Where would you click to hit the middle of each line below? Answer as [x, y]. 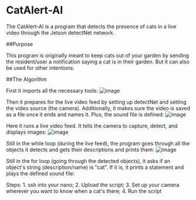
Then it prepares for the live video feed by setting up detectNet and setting [96, 102]
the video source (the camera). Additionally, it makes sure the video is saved [98, 108]
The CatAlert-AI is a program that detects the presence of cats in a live [91, 26]
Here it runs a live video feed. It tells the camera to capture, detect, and [92, 126]
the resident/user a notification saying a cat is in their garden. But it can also [98, 62]
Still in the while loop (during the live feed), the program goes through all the [98, 143]
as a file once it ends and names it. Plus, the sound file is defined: [85, 114]
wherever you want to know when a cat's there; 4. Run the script [84, 191]
